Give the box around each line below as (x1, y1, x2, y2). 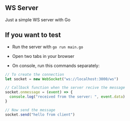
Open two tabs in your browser (12, 53, 74, 59)
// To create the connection (5, 72, 64, 77)
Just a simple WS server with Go (5, 17, 71, 22)
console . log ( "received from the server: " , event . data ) (9, 94, 125, 99)
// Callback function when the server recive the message (5, 85, 125, 90)
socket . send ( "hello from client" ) (5, 112, 75, 117)
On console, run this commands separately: (12, 63, 100, 69)
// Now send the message (5, 107, 56, 112)
